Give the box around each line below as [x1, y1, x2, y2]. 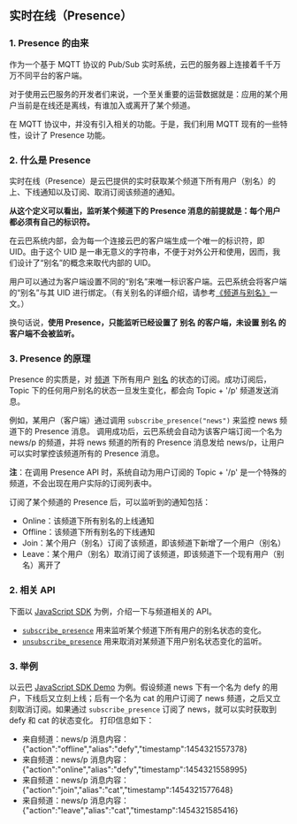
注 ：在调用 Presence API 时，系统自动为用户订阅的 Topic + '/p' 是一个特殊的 [9, 467, 287, 477]
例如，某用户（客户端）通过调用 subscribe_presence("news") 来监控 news [9, 415, 278, 426]
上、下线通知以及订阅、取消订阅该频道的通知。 [9, 187, 179, 197]
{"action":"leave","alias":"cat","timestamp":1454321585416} [21, 805, 239, 815]
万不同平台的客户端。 [9, 70, 87, 80]
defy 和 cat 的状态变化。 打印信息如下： [9, 714, 155, 725]
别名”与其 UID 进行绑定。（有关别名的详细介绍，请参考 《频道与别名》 [20, 286, 270, 298]
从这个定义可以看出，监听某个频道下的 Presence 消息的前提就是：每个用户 [9, 205, 281, 216]
